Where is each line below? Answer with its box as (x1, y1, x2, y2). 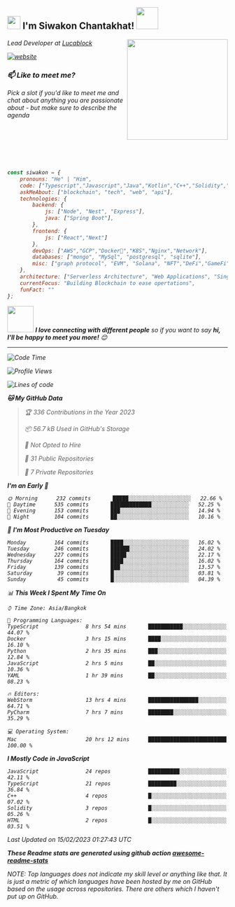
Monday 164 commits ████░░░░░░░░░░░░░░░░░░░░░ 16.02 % (7, 539, 220, 546)
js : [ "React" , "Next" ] (44, 234, 108, 241)
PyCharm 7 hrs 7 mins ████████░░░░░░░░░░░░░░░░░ (7, 708, 227, 716)
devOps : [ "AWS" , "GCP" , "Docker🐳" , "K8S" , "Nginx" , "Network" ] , (32, 247, 208, 254)
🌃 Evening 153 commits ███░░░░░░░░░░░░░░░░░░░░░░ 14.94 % (7, 507, 220, 514)
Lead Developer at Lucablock (7, 38, 93, 47)
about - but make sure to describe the (7, 104, 117, 112)
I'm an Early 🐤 (7, 481, 49, 490)
